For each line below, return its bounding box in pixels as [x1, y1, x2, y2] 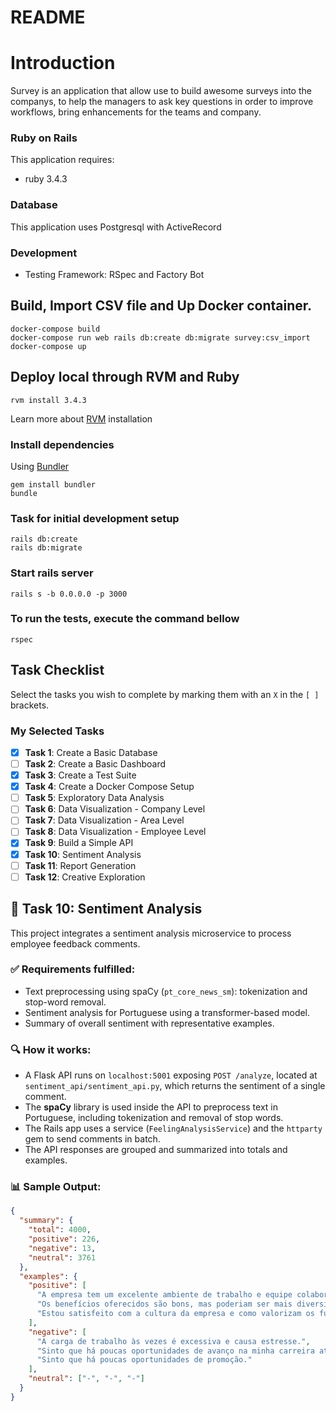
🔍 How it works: [10, 1042, 92, 1056]
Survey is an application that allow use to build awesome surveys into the [10, 85, 312, 97]
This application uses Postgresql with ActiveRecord [10, 221, 222, 233]
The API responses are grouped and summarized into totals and [24, 1144, 288, 1156]
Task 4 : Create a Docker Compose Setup [24, 781, 195, 793]
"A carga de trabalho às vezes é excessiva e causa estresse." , [36, 1336, 311, 1346]
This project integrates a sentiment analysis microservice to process [10, 927, 292, 939]
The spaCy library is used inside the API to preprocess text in [24, 1101, 278, 1113]
